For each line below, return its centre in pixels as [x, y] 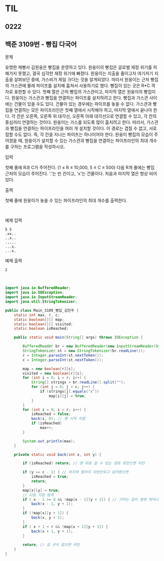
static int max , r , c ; [37, 315]
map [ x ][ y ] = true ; [41, 490]
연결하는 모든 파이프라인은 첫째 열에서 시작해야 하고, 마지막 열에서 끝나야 [83, 110]
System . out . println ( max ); [49, 441]
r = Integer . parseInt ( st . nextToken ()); [63, 355]
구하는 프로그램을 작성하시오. [38, 147]
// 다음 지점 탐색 [38, 495]
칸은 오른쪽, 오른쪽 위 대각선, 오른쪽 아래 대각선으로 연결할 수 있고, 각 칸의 [87, 116]
